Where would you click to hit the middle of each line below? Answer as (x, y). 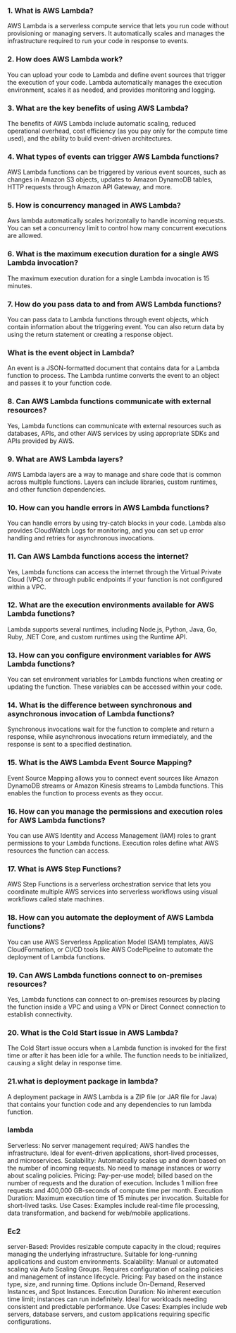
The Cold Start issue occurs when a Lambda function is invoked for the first (117, 1048)
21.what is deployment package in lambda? (83, 1082)
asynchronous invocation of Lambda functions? (91, 714)
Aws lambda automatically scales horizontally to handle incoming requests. (116, 220)
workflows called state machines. (56, 899)
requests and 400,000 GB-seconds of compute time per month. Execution (115, 1190)
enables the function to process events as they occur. (85, 793)
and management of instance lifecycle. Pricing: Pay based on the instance (115, 1276)
